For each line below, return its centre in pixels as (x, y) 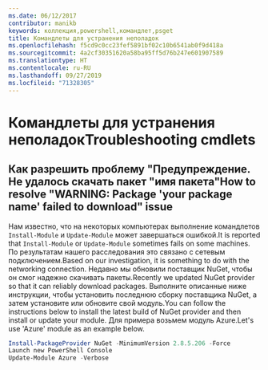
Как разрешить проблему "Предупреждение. (129, 169)
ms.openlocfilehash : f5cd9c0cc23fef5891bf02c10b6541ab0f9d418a (116, 46)
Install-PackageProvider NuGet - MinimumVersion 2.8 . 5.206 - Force (119, 343)
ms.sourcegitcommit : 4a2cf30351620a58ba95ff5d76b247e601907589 (116, 53)
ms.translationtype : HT (48, 61)
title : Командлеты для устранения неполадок (84, 38)
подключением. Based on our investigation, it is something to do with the (129, 260)
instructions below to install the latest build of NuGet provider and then (125, 311)
